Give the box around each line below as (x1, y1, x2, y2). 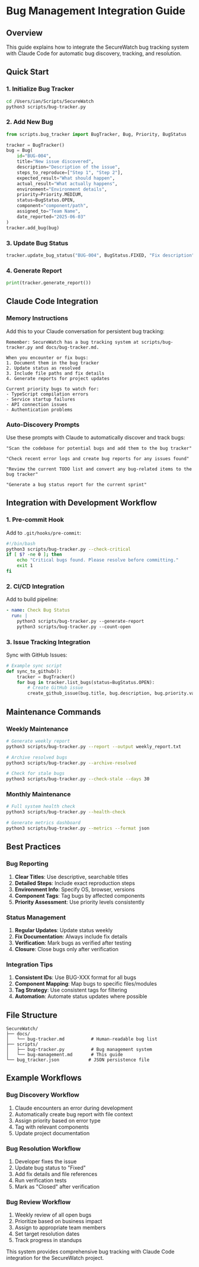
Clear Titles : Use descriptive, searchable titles (14, 873, 129, 880)
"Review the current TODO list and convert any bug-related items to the (6, 466, 192, 472)
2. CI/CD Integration (6, 582, 65, 590)
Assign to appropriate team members (14, 1224, 106, 1231)
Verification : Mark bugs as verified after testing (14, 939, 132, 946)
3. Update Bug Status (6, 239, 69, 247)
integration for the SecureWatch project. (6, 1255, 104, 1262)
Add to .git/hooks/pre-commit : (6, 529, 81, 536)
